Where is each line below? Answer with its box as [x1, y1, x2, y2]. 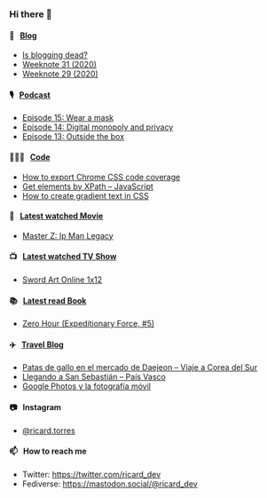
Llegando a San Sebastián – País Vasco [21, 372, 166, 383]
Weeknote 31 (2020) [21, 59, 98, 70]
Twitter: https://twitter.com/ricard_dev [21, 469, 161, 479]
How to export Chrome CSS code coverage [21, 171, 181, 182]
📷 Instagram [9, 401, 62, 412]
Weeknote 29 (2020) [21, 68, 99, 79]
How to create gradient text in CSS [21, 190, 149, 201]
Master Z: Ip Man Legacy [21, 230, 114, 241]
